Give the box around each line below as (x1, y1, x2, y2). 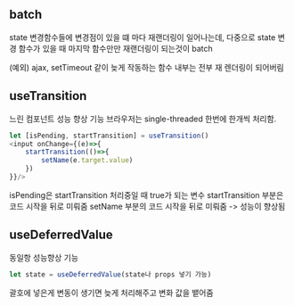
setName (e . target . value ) (41, 156, 134, 165)
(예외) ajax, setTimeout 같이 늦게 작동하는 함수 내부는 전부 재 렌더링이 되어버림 (9, 62, 284, 72)
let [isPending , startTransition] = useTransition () (9, 131, 209, 140)
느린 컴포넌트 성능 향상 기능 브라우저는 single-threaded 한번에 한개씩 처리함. (9, 113, 277, 124)
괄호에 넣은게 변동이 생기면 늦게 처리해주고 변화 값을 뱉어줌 (9, 287, 214, 298)
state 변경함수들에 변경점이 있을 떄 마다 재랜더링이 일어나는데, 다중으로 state (9, 31, 276, 43)
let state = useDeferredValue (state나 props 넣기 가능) (9, 269, 212, 279)
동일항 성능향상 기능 (9, 252, 78, 262)
